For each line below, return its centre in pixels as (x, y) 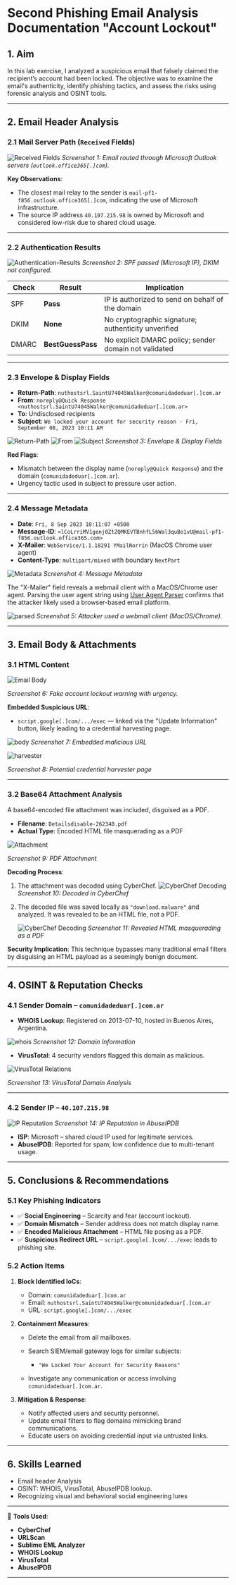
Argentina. (32, 1028)
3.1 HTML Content (38, 664)
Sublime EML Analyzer (51, 1545)
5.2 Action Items (36, 1266)
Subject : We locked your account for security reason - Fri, (108, 422)
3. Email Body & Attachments (72, 644)
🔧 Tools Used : (28, 1517)
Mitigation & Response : (52, 1399)
